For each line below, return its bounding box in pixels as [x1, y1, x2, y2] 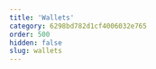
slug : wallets [9, 47, 63, 56]
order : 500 [9, 30, 50, 39]
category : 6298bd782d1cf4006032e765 [9, 22, 147, 30]
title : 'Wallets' [9, 13, 75, 22]
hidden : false [9, 38, 63, 47]
